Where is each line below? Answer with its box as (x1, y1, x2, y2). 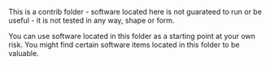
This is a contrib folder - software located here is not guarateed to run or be (8, 7, 263, 16)
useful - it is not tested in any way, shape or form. (8, 15, 175, 25)
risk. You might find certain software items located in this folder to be (8, 40, 240, 50)
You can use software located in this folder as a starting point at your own (8, 32, 256, 41)
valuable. (8, 49, 39, 58)
